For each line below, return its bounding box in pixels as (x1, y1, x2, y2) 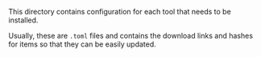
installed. (8, 15, 39, 25)
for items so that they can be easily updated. (8, 39, 157, 49)
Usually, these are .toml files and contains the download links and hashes (8, 31, 254, 40)
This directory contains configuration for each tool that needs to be (8, 7, 231, 16)
